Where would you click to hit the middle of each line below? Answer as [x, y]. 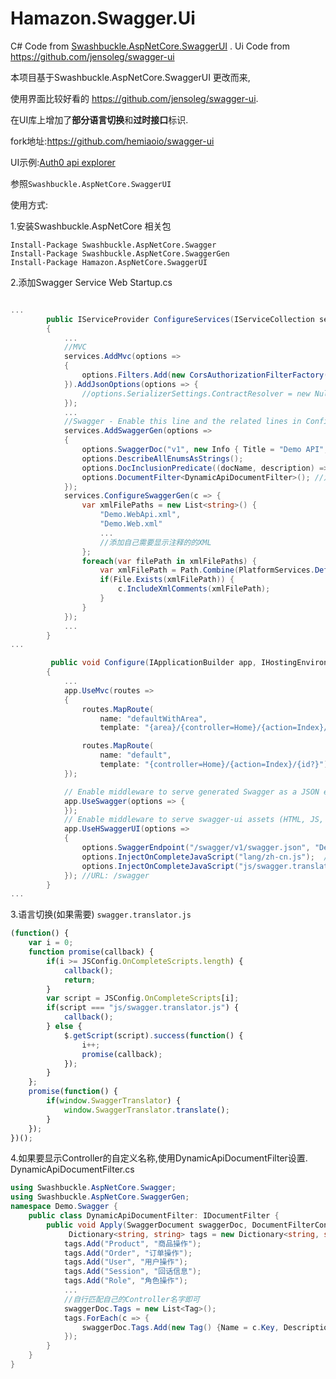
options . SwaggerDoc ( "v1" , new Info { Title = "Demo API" [203, 450]
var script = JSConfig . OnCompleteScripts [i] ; [143, 998]
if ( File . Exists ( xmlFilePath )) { [167, 580]
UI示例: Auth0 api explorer [63, 162]
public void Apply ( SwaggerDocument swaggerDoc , [147, 1225]
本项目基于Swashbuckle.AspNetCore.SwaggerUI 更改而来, [130, 77]
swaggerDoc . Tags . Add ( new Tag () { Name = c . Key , [180, 1327]
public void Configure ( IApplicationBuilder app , [153, 663]
